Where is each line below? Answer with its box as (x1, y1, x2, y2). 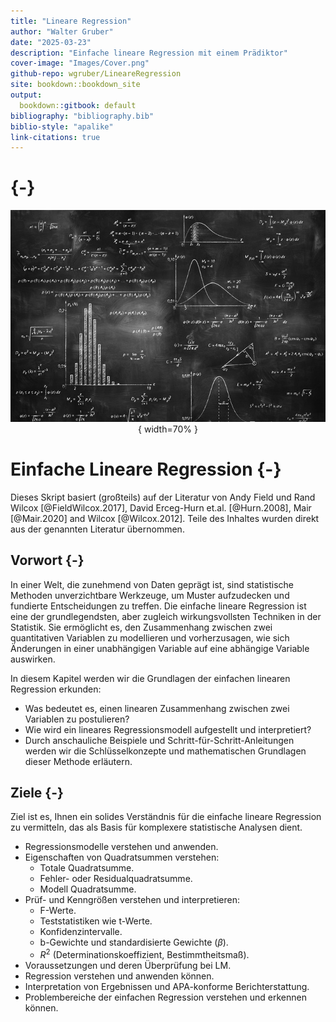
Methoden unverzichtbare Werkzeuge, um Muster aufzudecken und (10, 589, 290, 601)
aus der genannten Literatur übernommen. (10, 523, 185, 535)
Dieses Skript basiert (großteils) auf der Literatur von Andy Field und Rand (10, 491, 316, 503)
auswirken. (10, 653, 56, 665)
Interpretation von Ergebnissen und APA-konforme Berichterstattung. (24, 981, 310, 993)
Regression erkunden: (10, 683, 102, 695)
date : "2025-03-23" (10, 37, 92, 47)
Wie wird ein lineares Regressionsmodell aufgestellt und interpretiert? (24, 723, 312, 735)
